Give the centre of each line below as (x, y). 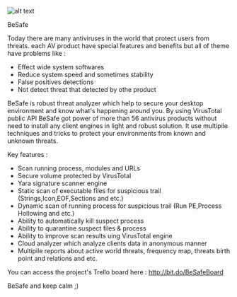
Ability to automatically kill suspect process (81, 221)
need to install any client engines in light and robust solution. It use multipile (118, 126)
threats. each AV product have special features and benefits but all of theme (118, 46)
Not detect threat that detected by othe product (87, 89)
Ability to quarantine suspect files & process (82, 228)
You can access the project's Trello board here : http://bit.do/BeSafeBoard (116, 272)
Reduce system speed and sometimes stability (85, 75)
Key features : (28, 155)
